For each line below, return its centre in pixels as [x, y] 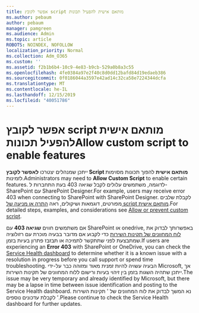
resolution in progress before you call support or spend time [80, 259]
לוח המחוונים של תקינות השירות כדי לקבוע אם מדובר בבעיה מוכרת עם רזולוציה [94, 234]
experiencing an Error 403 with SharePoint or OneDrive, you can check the [98, 247]
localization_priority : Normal [45, 51]
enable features [46, 155]
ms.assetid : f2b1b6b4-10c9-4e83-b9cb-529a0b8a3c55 [70, 67]
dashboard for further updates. [44, 303]
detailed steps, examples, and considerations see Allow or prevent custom [97, 210]
